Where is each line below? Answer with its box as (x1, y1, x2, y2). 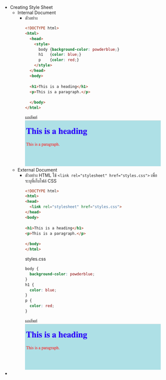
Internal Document (17, 10, 56, 16)
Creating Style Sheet (10, 5, 53, 10)
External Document (17, 167, 58, 173)
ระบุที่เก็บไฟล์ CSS (25, 178, 57, 184)
